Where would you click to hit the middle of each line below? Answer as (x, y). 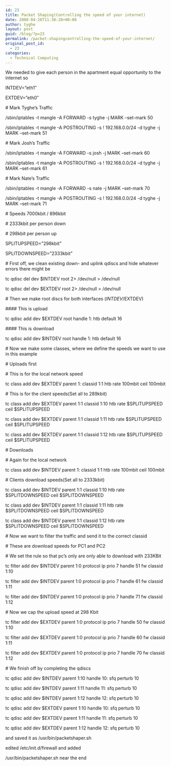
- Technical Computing (34, 58)
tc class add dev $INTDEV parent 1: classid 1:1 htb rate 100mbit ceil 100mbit (85, 470)
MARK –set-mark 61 (26, 169)
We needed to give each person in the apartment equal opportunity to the (83, 72)
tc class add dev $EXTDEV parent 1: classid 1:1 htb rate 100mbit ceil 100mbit (85, 384)
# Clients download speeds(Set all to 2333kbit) (55, 480)
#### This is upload (26, 309)
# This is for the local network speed (44, 374)
